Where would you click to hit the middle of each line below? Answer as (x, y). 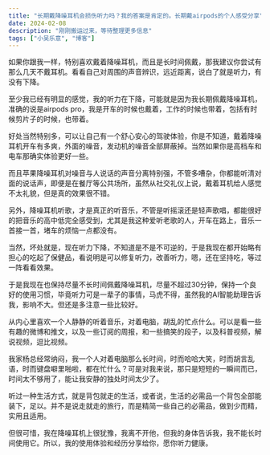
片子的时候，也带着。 (57, 119)
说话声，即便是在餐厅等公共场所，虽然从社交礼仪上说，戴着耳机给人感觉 (142, 183)
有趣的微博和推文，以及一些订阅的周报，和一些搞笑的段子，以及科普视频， (131, 332)
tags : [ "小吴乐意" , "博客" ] (51, 38)
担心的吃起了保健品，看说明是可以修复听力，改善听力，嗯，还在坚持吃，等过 (135, 258)
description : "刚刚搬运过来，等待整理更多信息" (80, 30)
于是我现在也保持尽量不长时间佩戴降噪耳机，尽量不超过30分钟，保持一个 (129, 285)
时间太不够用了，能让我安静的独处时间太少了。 (86, 379)
